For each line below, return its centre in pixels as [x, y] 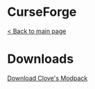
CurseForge [42, 12]
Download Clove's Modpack [47, 78]
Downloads [41, 59]
